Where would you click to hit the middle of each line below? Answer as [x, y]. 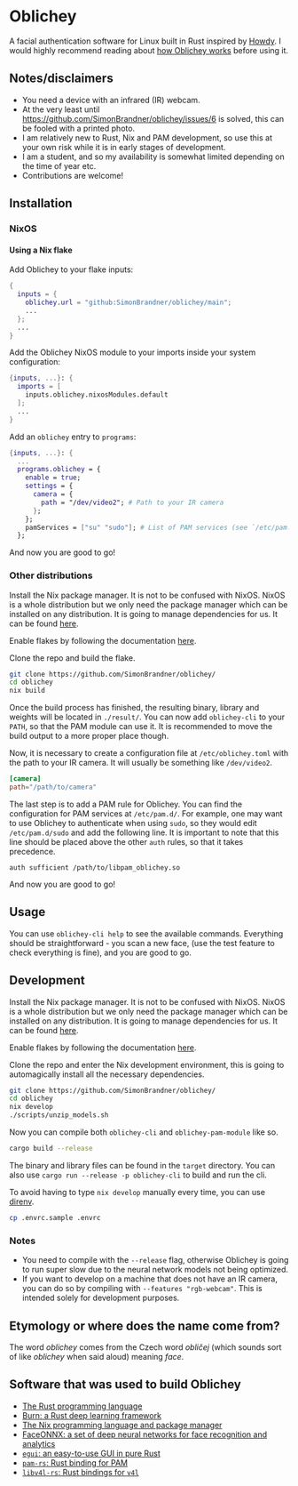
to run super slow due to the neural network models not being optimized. [155, 1270]
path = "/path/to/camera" [53, 787]
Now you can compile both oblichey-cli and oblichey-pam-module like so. [144, 1132]
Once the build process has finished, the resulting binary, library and [134, 708]
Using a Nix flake [41, 250]
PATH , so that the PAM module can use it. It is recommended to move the [141, 727]
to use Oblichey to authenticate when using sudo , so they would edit [133, 823]
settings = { [49, 486]
